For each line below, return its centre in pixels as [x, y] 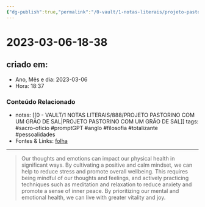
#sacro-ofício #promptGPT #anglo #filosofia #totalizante [87, 128]
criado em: [27, 65]
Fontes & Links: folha [41, 140]
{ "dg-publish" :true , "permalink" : [49, 12]
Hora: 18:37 [30, 85]
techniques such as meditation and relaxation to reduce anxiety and [106, 184]
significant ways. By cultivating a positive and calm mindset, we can [107, 165]
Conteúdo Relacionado [41, 101]
